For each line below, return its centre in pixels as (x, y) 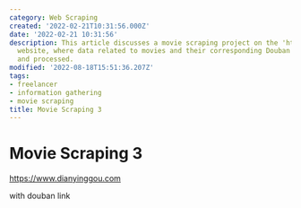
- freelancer (34, 84)
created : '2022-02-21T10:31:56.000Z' (80, 26)
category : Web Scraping (54, 17)
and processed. (46, 59)
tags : (19, 76)
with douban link (40, 196)
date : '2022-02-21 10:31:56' (64, 34)
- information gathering (56, 92)
